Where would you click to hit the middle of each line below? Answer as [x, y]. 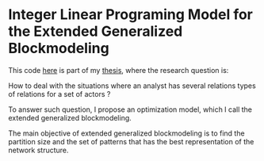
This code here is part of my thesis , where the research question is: [119, 70]
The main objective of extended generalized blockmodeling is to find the [126, 133]
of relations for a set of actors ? [59, 94]
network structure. [38, 150]
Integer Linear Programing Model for [131, 15]
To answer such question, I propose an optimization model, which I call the [130, 109]
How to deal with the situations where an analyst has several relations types [132, 86]
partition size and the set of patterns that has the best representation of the [131, 141]
